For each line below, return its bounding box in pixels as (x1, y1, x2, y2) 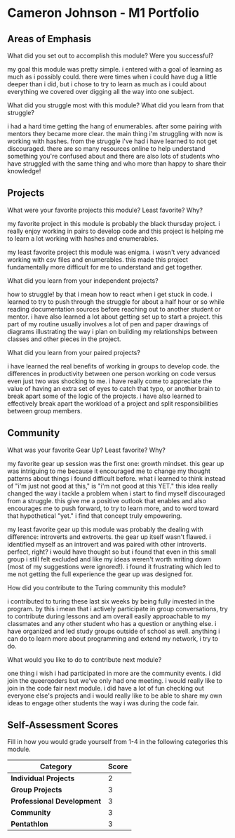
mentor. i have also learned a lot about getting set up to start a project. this (7, 312, 223, 321)
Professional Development (11, 797, 102, 806)
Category (39, 761, 72, 771)
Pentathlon (11, 819, 48, 829)
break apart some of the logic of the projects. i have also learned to (7, 392, 202, 400)
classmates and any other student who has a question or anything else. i (7, 619, 217, 627)
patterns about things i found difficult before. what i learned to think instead (7, 474, 226, 482)
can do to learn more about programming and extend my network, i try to (7, 634, 219, 643)
